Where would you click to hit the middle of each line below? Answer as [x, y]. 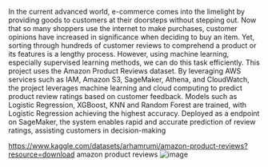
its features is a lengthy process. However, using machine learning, [119, 54]
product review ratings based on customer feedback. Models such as [123, 96]
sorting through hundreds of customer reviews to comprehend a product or [132, 46]
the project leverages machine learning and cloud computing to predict [125, 88]
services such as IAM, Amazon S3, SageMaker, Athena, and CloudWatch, [129, 80]
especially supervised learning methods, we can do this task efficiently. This [134, 62]
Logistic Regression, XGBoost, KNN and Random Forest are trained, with [127, 105]
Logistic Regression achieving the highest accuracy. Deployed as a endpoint [134, 113]
